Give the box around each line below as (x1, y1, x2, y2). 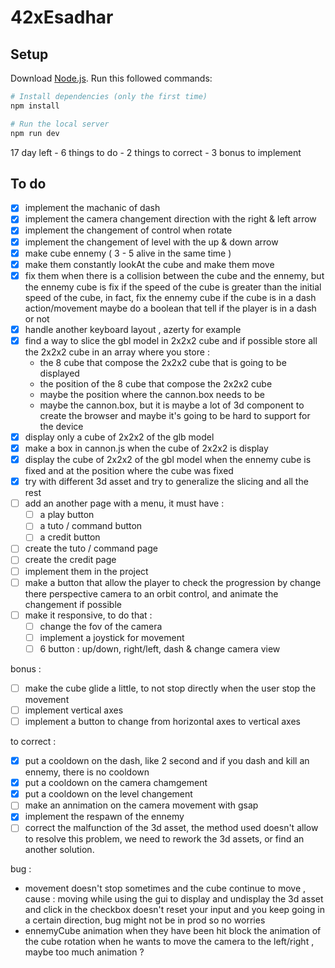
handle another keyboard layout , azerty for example (24, 323, 242, 335)
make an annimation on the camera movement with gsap (24, 799, 259, 811)
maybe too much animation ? (24, 946, 145, 958)
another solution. (24, 844, 95, 856)
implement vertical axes (24, 704, 124, 716)
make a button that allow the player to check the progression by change (24, 576, 322, 588)
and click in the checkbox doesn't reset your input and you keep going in (24, 904, 325, 916)
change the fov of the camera (39, 620, 163, 632)
